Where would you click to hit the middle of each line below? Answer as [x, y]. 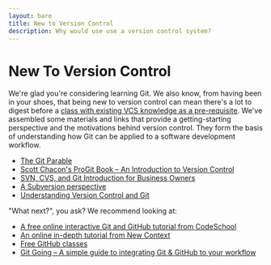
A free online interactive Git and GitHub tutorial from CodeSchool [128, 227]
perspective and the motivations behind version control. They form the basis [135, 128]
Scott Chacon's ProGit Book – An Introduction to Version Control [127, 169]
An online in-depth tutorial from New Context [95, 235]
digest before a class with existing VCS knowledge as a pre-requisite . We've [135, 111]
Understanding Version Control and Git [85, 195]
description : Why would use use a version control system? [110, 31]
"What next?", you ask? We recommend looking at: [93, 211]
